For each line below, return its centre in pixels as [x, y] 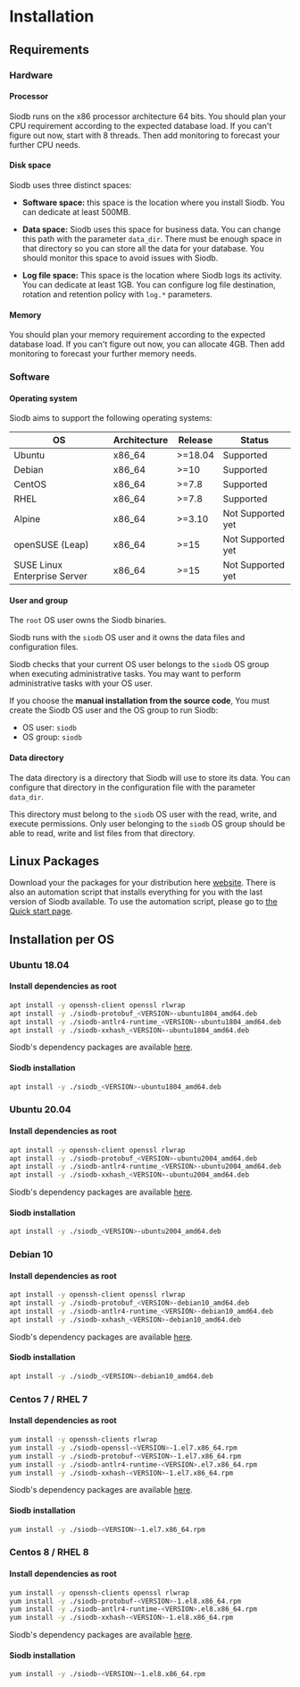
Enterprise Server [50, 577]
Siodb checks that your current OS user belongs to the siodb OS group [139, 664]
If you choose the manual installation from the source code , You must [140, 701]
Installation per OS [62, 939]
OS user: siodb [50, 728]
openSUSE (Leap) [51, 545]
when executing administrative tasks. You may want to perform [125, 674]
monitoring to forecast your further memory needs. [103, 354]
